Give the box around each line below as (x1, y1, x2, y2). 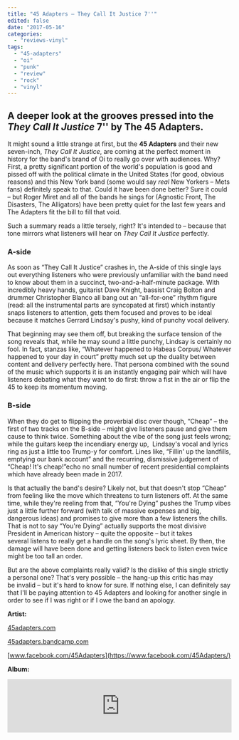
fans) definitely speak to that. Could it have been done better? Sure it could (7, 185, 228, 194)
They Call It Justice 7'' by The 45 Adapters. (7, 120, 204, 132)
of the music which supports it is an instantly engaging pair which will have (7, 368, 228, 376)
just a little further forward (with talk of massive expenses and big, (7, 506, 201, 515)
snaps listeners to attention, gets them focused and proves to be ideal (7, 308, 212, 317)
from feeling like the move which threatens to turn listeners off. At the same (7, 491, 228, 499)
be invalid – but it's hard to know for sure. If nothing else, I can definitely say (7, 580, 231, 589)
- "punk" (14, 63, 40, 71)
